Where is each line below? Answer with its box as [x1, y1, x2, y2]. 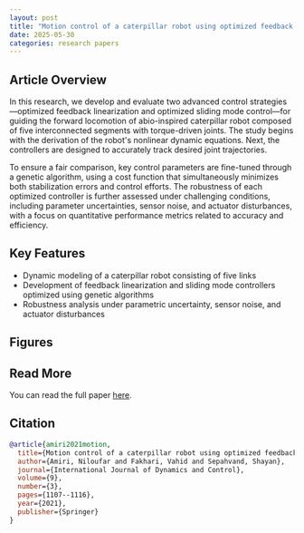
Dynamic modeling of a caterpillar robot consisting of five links [22, 269, 257, 281]
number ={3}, [17, 482, 63, 491]
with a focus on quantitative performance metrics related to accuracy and [9, 210, 284, 221]
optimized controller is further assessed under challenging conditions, [9, 191, 271, 202]
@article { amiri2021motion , [9, 440, 111, 449]
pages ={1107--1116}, [17, 490, 95, 499]
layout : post [9, 13, 59, 23]
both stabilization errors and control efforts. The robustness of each [9, 181, 262, 192]
